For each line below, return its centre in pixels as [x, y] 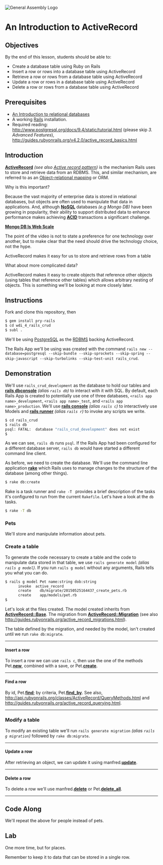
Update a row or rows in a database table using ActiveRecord [73, 82]
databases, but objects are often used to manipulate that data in [69, 201]
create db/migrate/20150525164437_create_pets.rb [72, 591]
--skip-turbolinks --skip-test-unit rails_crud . [89, 358]
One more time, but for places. [36, 847]
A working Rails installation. [40, 119]
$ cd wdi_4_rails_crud [28, 326]
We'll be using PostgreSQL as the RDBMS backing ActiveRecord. [70, 339]
